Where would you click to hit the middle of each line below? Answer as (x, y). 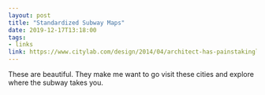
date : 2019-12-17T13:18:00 (52, 30)
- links (21, 45)
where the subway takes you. (56, 82)
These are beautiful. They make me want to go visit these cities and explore (131, 74)
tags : (17, 37)
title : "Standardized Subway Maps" (67, 23)
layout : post (30, 15)
